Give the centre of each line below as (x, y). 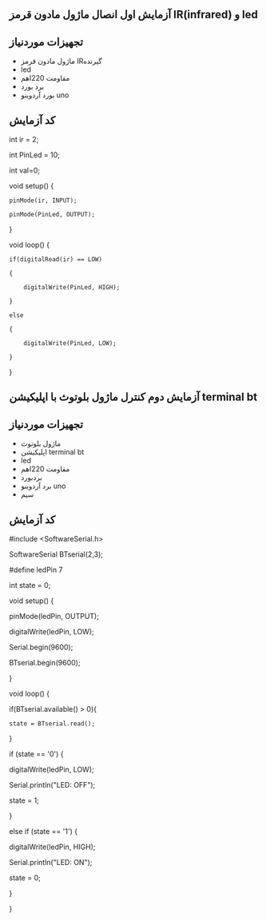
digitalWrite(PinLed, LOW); (70, 343)
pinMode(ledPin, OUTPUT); (54, 617)
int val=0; (25, 171)
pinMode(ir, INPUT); (44, 200)
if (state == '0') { (36, 754)
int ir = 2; (24, 140)
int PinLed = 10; (35, 155)
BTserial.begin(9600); (45, 663)
